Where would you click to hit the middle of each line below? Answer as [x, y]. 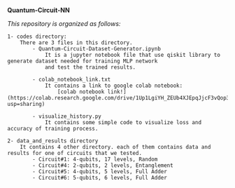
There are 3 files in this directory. [76, 43]
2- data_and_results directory [53, 141]
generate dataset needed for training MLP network [83, 61]
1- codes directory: [37, 36]
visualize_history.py [70, 116]
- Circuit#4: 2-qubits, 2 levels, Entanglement [103, 166]
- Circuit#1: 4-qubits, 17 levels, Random [95, 159]
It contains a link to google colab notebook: [114, 86]
